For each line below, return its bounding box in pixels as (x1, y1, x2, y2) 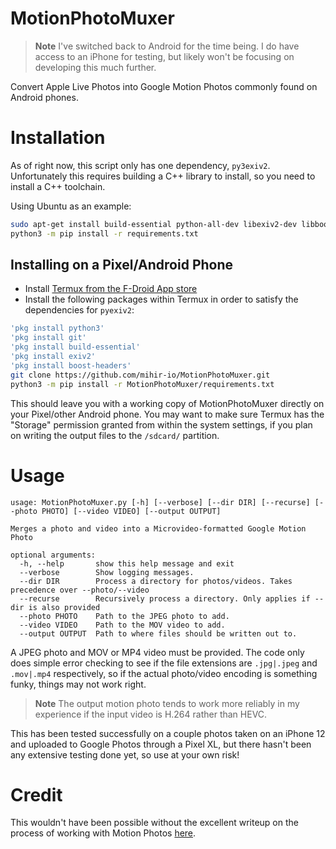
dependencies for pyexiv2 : (24, 304, 135, 316)
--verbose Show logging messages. (19, 567, 195, 577)
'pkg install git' (10, 333, 87, 343)
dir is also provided (10, 602, 101, 612)
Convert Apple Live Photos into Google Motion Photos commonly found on (10, 80, 318, 92)
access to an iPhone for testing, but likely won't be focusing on (34, 50, 295, 62)
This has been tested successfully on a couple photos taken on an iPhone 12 (10, 727, 326, 739)
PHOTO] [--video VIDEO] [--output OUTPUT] (41, 506, 222, 516)
